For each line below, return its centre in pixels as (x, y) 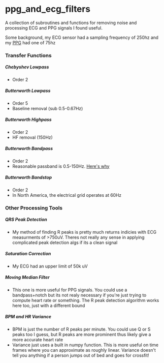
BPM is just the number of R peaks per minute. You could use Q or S (82, 329)
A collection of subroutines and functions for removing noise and (71, 23)
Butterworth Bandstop (29, 178)
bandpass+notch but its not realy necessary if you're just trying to (79, 295)
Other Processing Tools (34, 208)
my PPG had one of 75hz (30, 42)
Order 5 (20, 103)
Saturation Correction (28, 254)
